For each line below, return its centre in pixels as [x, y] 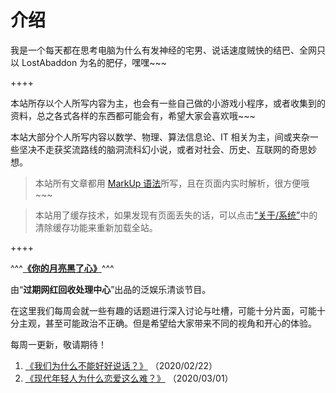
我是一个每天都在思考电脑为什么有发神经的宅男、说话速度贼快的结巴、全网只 [168, 50]
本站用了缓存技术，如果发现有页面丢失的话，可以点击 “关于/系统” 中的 [176, 215]
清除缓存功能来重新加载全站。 [96, 227]
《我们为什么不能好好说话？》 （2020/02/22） [121, 365]
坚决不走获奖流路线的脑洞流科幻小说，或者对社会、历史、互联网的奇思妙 [167, 149]
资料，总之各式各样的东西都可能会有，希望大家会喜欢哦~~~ [133, 115]
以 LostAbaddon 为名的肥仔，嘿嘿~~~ [88, 62]
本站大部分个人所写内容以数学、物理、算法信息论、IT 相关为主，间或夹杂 [160, 137]
